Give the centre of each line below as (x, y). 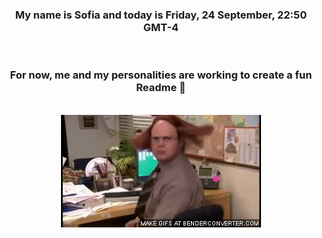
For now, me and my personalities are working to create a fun (161, 75)
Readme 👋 (161, 88)
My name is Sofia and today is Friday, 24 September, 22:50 (161, 15)
